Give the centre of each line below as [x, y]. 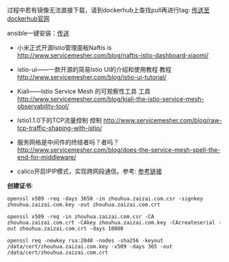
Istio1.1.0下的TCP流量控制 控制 [59, 120]
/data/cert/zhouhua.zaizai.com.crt [58, 252]
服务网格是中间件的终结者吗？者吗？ [68, 142]
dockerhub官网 [28, 18]
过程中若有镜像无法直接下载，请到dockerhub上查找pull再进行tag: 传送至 [108, 10]
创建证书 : [20, 186]
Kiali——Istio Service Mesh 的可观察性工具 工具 [84, 91]
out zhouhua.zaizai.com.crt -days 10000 [66, 228]
